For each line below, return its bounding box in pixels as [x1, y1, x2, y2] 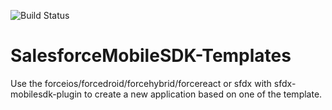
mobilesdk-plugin [10, 88, 83, 100]
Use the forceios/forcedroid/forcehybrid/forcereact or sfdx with [10, 77, 272, 89]
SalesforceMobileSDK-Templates [10, 45, 292, 67]
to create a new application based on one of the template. [84, 88, 323, 100]
